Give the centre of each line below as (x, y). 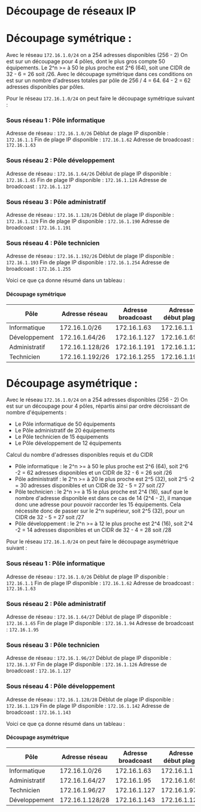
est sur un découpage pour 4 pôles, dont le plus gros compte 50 (86, 62)
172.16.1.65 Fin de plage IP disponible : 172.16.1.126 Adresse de (87, 180)
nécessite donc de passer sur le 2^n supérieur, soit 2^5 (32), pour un (100, 511)
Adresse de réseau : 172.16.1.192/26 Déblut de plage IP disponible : (90, 256)
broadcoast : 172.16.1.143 (39, 712)
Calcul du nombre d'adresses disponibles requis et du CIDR (80, 455)
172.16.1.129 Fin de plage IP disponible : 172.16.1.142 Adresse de (88, 705)
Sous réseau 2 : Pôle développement (60, 160)
